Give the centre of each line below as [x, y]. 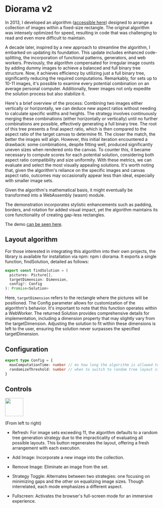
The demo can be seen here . [34, 224]
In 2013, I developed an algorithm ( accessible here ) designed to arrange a [79, 22]
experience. [24, 501]
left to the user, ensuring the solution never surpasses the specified [73, 329]
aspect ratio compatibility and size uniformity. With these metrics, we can [78, 160]
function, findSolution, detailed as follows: [47, 261]
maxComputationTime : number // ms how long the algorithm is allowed [81, 365]
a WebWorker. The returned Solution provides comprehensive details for [77, 313]
